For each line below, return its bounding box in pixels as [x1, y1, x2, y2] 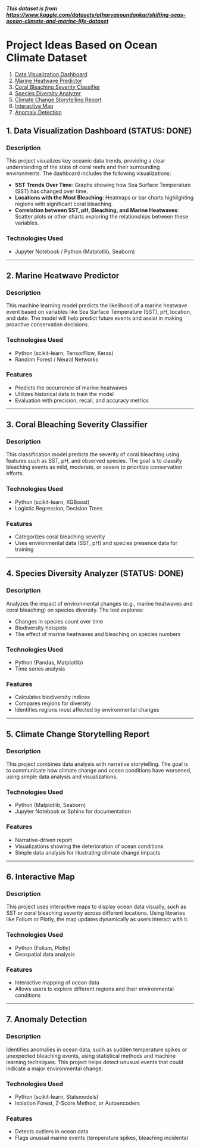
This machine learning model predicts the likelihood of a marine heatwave [6, 302, 187, 309]
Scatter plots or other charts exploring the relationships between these [14, 213, 189, 220]
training [14, 546, 34, 553]
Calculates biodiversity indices [14, 694, 90, 701]
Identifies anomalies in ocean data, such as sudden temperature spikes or [6, 1046, 187, 1053]
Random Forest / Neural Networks [14, 356, 99, 363]
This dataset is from [6, 5, 58, 12]
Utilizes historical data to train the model [14, 390, 114, 397]
